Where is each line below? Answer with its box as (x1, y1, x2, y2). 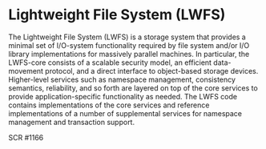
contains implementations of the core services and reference (8, 100, 210, 110)
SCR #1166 (8, 132, 44, 142)
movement (8, 66, 44, 75)
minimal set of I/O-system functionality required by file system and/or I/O (8, 40, 250, 50)
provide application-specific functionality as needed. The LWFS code (8, 91, 238, 101)
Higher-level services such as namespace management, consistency (8, 74, 236, 84)
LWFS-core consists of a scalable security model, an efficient (8, 58, 212, 67)
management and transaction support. (8, 117, 135, 127)
